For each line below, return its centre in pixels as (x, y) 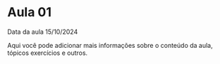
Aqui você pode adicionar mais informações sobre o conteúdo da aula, (110, 45)
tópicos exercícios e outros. (48, 53)
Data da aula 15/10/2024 (43, 32)
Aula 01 (29, 12)
